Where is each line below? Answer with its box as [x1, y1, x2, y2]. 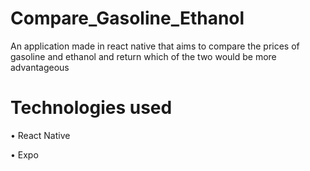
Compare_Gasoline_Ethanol [10, 7, 245, 30]
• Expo [10, 148, 39, 161]
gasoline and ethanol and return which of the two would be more [10, 50, 277, 62]
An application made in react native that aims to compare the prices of [10, 40, 300, 52]
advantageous [10, 61, 70, 73]
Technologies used [10, 97, 173, 119]
